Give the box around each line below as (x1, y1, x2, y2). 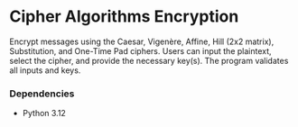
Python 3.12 (22, 108, 66, 119)
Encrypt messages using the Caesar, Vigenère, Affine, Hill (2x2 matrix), (9, 36, 275, 47)
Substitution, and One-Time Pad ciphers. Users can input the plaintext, (9, 45, 273, 56)
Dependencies (9, 87, 75, 100)
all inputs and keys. (9, 65, 81, 76)
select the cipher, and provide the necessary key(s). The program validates (9, 55, 289, 66)
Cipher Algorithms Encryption (9, 6, 239, 27)
